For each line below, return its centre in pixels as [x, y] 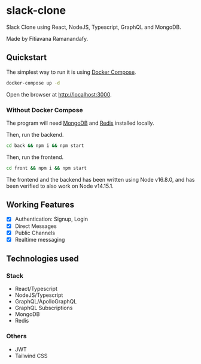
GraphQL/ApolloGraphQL [46, 302]
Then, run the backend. [35, 134]
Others [16, 336]
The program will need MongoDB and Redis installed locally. [80, 123]
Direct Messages [36, 226]
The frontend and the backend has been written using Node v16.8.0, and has [100, 179]
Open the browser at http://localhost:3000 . [59, 94]
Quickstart [27, 58]
